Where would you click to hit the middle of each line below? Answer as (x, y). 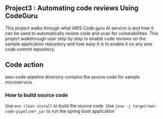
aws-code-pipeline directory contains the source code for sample (73, 77)
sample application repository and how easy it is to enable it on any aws (79, 44)
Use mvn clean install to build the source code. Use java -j (68, 106)
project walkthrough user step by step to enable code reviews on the (76, 38)
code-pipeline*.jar (25, 112)
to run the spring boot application (81, 111)
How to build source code (37, 95)
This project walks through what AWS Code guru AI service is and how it (80, 28)
